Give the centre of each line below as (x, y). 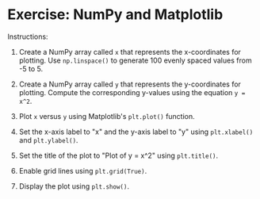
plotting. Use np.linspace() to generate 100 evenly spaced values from (135, 60)
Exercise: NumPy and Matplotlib (115, 15)
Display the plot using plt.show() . (74, 186)
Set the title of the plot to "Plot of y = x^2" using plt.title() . (119, 155)
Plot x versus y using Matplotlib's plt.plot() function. (107, 116)
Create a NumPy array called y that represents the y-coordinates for (130, 84)
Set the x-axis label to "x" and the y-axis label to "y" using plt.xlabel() (136, 132)
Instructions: (28, 36)
